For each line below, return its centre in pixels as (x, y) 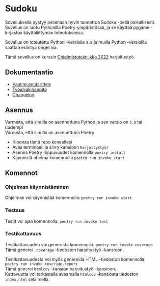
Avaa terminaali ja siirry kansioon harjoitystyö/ (60, 147)
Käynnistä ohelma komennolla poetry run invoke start (68, 157)
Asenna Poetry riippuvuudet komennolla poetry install (69, 152)
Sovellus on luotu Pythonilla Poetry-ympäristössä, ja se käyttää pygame (77, 27)
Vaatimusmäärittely (32, 84)
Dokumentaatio (29, 72)
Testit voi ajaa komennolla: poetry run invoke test (57, 221)
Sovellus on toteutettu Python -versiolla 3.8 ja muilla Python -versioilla (76, 42)
